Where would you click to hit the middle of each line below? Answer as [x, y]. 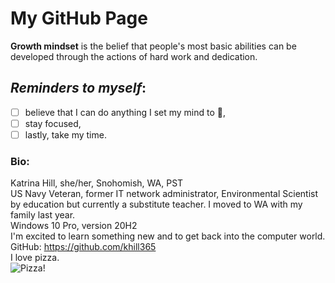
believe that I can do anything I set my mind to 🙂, [125, 112]
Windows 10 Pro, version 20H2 [74, 226]
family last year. [43, 215]
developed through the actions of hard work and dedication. [134, 56]
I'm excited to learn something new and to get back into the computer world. [168, 236]
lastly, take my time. [65, 134]
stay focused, [53, 123]
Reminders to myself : [78, 88]
